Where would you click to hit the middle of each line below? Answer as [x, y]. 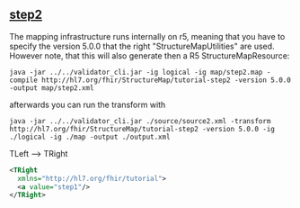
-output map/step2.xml [52, 88]
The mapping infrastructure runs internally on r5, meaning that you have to [147, 36]
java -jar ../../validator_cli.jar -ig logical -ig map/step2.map [136, 72]
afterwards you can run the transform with [88, 104]
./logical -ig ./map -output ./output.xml [90, 137]
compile [24, 80]
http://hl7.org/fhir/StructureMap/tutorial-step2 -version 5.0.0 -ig [142, 129]
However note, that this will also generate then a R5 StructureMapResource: [150, 55]
